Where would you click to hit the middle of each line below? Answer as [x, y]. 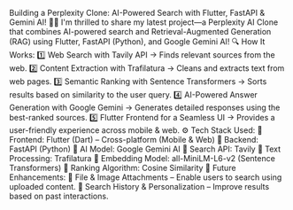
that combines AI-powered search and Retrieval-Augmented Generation [140, 31]
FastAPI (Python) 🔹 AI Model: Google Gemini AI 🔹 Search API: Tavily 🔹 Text [145, 149]
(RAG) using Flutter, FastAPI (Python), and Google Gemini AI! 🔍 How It [137, 42]
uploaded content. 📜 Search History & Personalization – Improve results [139, 187]
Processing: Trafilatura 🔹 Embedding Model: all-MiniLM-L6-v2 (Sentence [143, 158]
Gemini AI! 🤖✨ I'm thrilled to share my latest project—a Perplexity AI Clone [144, 22]
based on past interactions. [59, 196]
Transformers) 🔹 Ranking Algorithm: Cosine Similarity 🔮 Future [123, 168]
